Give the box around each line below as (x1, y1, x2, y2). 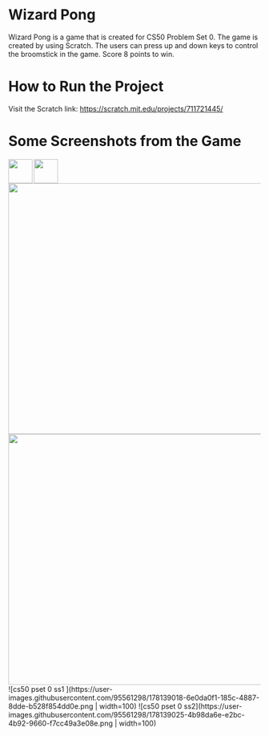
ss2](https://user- (183, 701, 243, 711)
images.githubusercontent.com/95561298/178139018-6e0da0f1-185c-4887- (8, 693, 260, 702)
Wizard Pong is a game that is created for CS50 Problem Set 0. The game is (8, 32, 259, 42)
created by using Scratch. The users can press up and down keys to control (8, 40, 259, 50)
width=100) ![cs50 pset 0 (98, 701, 183, 711)
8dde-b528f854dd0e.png (8, 701, 94, 711)
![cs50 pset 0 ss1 (8, 684, 65, 693)
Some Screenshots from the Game (8, 132, 242, 150)
